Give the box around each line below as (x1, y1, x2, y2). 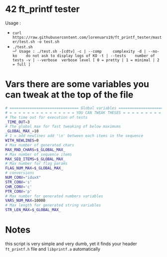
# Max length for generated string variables (5, 203, 101, 208)
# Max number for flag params (5, 161, 68, 166)
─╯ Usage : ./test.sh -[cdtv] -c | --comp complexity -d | (12, 49, 147, 54)
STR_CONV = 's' (5, 179, 32, 185)
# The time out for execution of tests (5, 115, 88, 120)
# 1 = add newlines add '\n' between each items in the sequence (5, 133, 143, 138)
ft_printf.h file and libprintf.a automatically (5, 246, 100, 252)
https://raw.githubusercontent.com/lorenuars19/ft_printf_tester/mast (12, 35, 162, 40)
